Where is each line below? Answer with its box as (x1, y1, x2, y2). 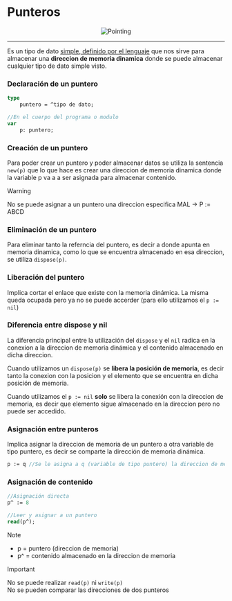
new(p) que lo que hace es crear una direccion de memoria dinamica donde (7, 165, 222, 174)
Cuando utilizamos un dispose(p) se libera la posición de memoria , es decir (7, 364, 224, 373)
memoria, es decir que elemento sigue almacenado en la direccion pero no (7, 400, 220, 408)
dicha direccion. (7, 350, 53, 359)
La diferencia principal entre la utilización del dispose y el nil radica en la (7, 336, 215, 344)
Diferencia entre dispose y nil (7, 320, 108, 330)
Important (7, 565, 35, 573)
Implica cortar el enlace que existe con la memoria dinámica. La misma (7, 288, 209, 296)
